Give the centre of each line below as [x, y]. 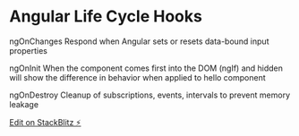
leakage [24, 104]
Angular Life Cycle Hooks [106, 17]
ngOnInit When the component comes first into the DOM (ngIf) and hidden [146, 68]
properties [28, 50]
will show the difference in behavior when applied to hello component [137, 77]
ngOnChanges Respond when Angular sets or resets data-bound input [139, 41]
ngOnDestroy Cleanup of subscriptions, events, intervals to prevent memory [150, 95]
